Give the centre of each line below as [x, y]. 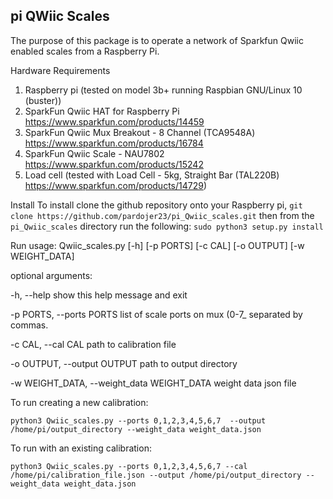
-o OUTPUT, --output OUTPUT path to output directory [124, 363]
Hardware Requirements [60, 70]
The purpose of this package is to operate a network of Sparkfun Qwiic [157, 40]
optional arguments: [51, 275]
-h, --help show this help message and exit [99, 295]
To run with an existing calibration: [81, 448]
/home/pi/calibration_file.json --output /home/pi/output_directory [156, 475]
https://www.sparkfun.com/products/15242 [114, 164]
